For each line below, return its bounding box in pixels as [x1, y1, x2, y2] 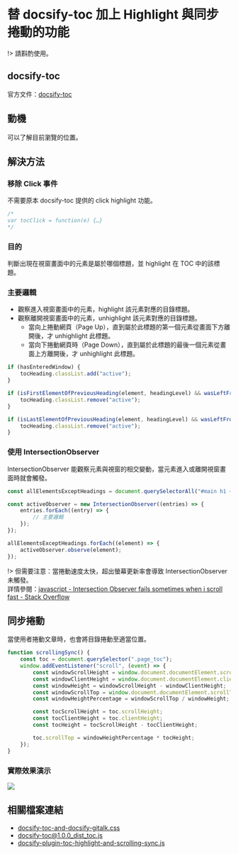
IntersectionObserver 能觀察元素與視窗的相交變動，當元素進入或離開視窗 [7, 465, 220, 473]
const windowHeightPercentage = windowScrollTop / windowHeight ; [33, 696, 230, 703]
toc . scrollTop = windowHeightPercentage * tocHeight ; [33, 734, 195, 741]
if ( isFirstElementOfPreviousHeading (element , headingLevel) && [7, 390, 201, 397]
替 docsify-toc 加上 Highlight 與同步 [7, 6, 219, 23]
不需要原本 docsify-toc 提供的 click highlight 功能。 [7, 196, 157, 205]
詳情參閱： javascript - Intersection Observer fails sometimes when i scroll [7, 584, 223, 593]
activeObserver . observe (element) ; [20, 546, 122, 553]
